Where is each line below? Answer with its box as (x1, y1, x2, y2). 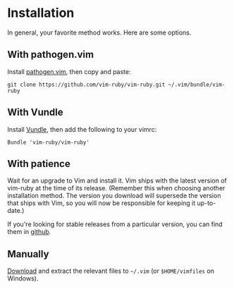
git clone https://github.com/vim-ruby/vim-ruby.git (7, 81, 166, 88)
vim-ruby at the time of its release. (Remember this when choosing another (7, 184, 226, 192)
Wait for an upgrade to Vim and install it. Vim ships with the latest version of (7, 176, 227, 185)
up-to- (197, 199, 216, 207)
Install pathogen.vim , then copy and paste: (7, 67, 132, 75)
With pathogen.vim (7, 49, 94, 61)
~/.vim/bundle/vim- (168, 81, 226, 88)
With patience (7, 157, 70, 170)
